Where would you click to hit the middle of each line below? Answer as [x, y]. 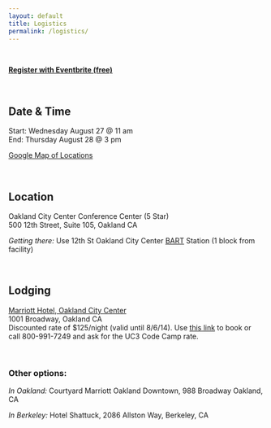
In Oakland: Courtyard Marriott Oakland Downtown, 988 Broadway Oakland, [136, 391]
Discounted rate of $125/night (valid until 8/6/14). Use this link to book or [130, 327]
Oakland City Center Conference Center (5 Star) [89, 216]
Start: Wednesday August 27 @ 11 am [71, 131]
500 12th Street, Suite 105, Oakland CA [73, 225]
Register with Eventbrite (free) [60, 70]
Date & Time [40, 111]
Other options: [38, 373]
